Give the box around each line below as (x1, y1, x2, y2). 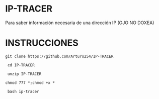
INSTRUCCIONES (5, 37, 79, 49)
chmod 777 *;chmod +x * (5, 80, 55, 85)
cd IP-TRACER (7, 62, 35, 68)
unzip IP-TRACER (7, 71, 42, 76)
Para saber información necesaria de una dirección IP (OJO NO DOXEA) (5, 20, 154, 26)
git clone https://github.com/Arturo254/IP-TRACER (5, 54, 114, 59)
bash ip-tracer (7, 89, 39, 94)
